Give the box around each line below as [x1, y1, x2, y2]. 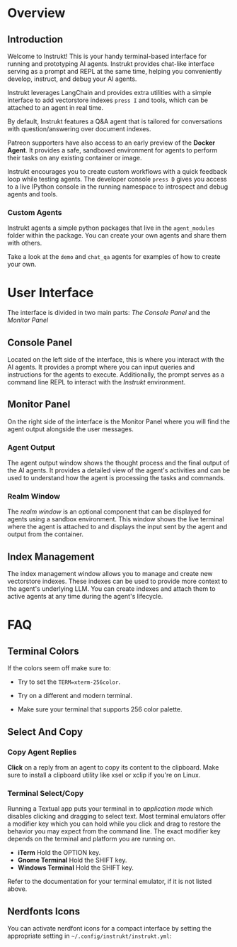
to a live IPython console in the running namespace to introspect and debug [7, 182, 229, 191]
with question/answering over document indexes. [7, 125, 151, 133]
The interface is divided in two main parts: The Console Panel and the [7, 309, 211, 317]
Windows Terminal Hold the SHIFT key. [17, 863, 134, 872]
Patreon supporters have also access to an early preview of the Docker [7, 138, 216, 147]
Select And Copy [7, 726, 83, 738]
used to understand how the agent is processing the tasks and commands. [7, 474, 225, 482]
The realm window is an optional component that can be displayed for [7, 507, 212, 516]
